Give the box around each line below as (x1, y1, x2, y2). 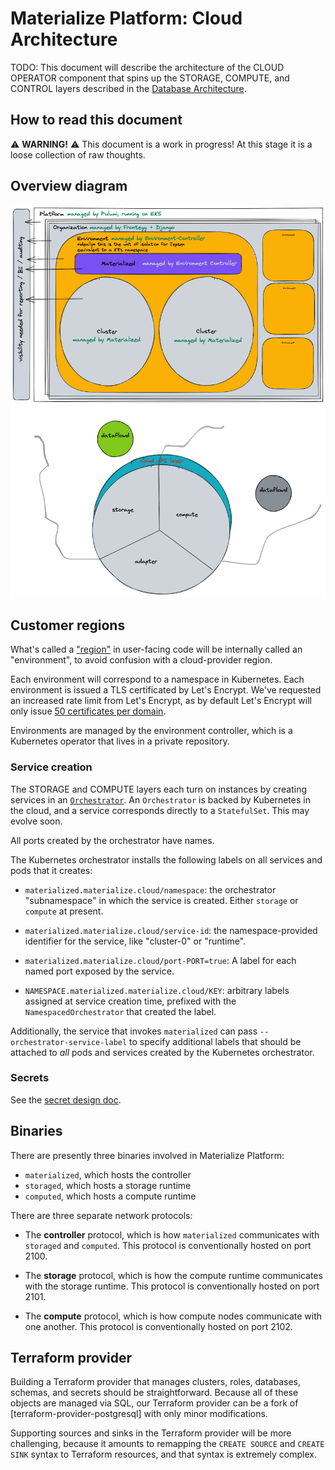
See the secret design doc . (10, 1093, 122, 1106)
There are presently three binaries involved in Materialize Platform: (10, 1149, 285, 1161)
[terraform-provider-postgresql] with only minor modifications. (10, 1408, 268, 1420)
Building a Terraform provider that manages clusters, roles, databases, (10, 1376, 301, 1388)
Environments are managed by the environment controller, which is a (10, 725, 293, 737)
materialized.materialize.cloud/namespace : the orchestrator (24, 883, 277, 896)
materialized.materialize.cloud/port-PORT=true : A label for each (24, 954, 297, 966)
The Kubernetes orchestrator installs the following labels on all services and (10, 853, 323, 866)
